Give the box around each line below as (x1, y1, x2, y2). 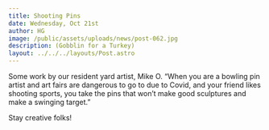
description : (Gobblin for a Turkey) (8, 42, 135, 50)
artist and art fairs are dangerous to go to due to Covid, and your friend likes (8, 80, 262, 90)
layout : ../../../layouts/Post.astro (8, 49, 135, 57)
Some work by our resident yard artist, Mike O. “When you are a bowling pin (8, 72, 260, 81)
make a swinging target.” (8, 98, 91, 107)
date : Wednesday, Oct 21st (8, 19, 99, 27)
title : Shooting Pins (8, 11, 81, 20)
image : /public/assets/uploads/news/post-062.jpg (8, 34, 179, 43)
